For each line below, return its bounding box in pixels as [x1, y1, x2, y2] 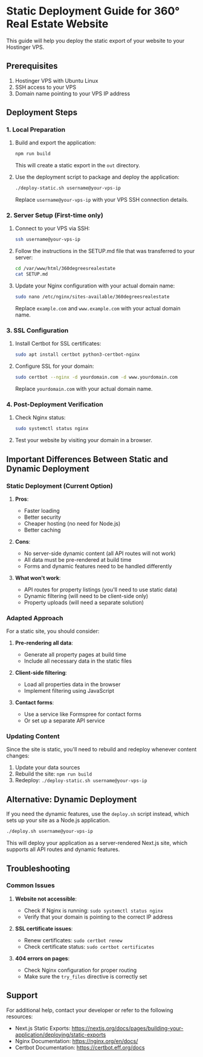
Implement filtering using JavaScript [24, 687, 115, 695]
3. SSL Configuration [6, 326, 69, 335]
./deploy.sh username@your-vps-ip [6, 829, 94, 835]
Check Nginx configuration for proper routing [24, 966, 137, 974]
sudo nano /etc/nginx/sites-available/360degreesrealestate [14, 294, 170, 300]
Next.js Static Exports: [14, 1024, 71, 1032]
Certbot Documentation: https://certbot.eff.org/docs [14, 1044, 145, 1051]
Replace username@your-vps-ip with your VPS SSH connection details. [14, 196, 188, 204]
